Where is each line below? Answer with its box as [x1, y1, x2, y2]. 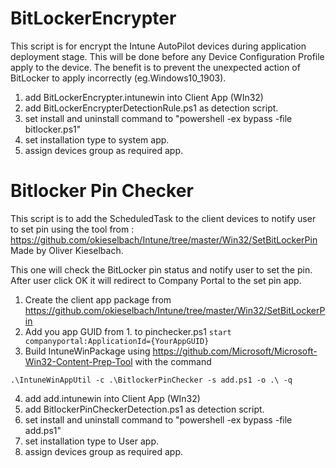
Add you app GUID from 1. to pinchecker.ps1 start [24, 325, 232, 337]
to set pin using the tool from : [10, 223, 135, 235]
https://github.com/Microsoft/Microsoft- [152, 345, 318, 357]
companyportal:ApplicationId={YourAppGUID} [24, 336, 210, 346]
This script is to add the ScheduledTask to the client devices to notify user [10, 212, 317, 224]
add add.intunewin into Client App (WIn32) [24, 392, 201, 404]
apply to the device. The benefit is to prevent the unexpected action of [10, 61, 301, 73]
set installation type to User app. [24, 435, 160, 447]
